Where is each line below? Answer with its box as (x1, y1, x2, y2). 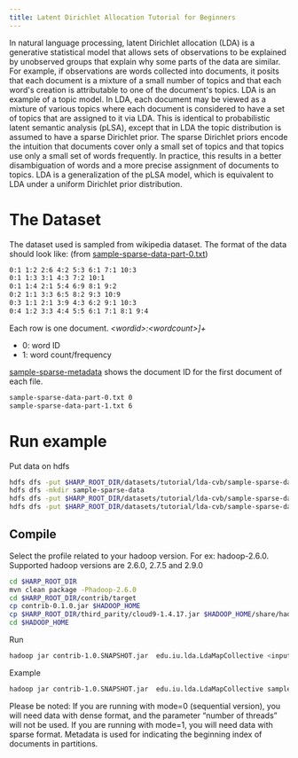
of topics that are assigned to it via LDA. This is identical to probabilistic (9, 113, 271, 123)
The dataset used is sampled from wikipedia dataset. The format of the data (9, 238, 287, 249)
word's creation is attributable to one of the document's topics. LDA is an (9, 84, 277, 95)
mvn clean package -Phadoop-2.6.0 (9, 585, 137, 594)
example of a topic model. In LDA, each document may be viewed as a (9, 94, 266, 105)
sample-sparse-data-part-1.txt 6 (9, 401, 133, 410)
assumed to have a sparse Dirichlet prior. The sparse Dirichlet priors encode (9, 131, 288, 142)
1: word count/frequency (21, 349, 113, 360)
